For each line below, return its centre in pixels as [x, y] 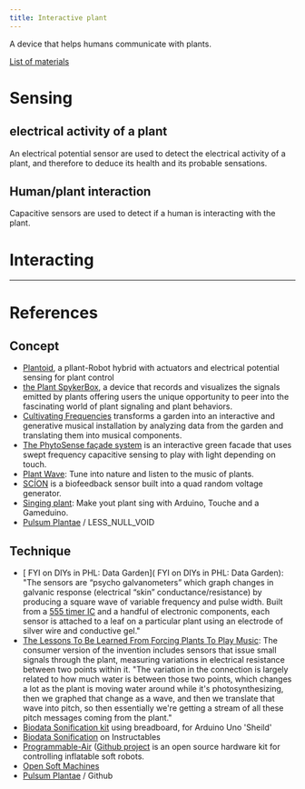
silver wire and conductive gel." [81, 631]
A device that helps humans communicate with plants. [110, 44]
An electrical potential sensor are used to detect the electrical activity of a [148, 153]
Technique [40, 551]
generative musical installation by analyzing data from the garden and [153, 426]
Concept [34, 346]
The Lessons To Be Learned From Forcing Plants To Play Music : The [150, 641]
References [54, 312]
